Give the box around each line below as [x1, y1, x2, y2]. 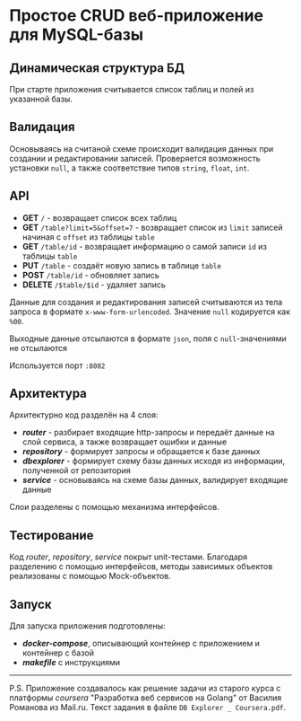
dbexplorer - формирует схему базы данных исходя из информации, [21, 455, 286, 467]
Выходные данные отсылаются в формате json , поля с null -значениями [9, 333, 287, 344]
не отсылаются [9, 342, 68, 353]
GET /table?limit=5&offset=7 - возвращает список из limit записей [21, 222, 283, 233]
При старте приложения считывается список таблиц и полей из [9, 84, 254, 94]
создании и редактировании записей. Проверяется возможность [9, 153, 262, 163]
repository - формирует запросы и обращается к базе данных [21, 446, 261, 457]
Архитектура [9, 386, 88, 401]
